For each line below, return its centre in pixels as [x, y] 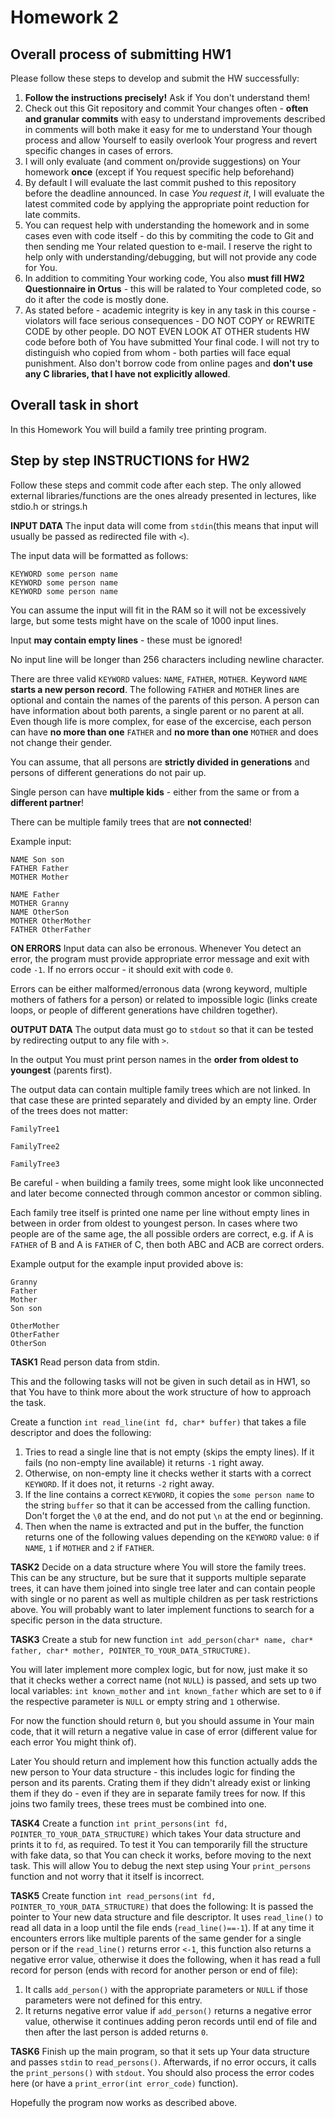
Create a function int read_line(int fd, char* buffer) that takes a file [158, 1422]
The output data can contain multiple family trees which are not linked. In [160, 1089]
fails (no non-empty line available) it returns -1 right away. [144, 1462]
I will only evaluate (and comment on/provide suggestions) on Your [163, 161]
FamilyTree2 [35, 1146]
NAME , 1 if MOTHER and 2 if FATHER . [89, 1547]
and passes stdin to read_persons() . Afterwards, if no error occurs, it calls [163, 2062]
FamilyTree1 [35, 1129]
